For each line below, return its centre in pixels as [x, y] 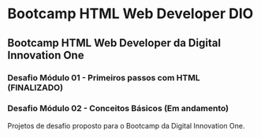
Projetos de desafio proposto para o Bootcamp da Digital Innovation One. [126, 125]
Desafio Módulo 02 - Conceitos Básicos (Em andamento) [118, 109]
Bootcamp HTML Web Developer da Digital [114, 43]
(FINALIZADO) [35, 88]
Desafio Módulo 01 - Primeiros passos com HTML [104, 77]
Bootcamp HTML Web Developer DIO [130, 14]
